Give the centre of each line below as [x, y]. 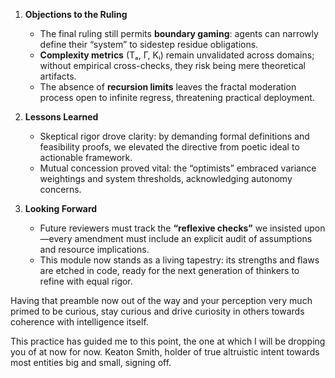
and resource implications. [94, 249]
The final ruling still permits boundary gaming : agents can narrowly [179, 33]
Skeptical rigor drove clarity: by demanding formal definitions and [174, 136]
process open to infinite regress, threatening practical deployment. [177, 97]
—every [56, 238]
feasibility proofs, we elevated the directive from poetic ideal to [169, 147]
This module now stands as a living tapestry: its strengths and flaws [179, 260]
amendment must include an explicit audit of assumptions [193, 238]
